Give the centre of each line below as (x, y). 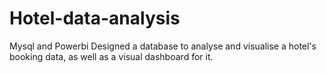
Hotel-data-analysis (95, 18)
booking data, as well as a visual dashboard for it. (111, 56)
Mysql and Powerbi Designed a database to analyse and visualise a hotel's (163, 46)
